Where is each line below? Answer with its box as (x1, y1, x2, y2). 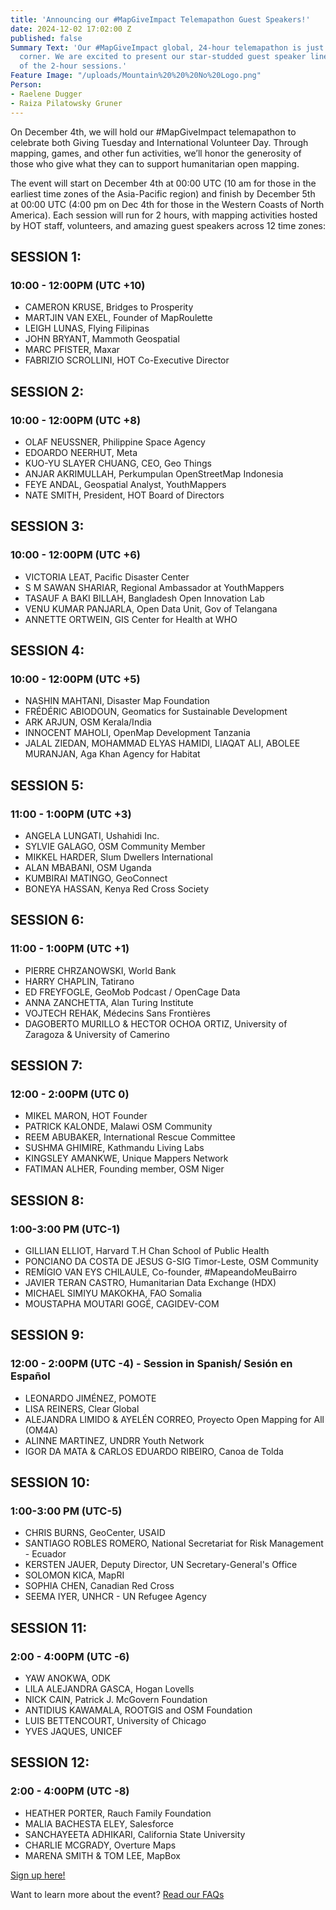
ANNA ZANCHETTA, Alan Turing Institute (24, 996, 194, 1008)
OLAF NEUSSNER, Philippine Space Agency (24, 436, 206, 448)
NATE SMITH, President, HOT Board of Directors (24, 489, 225, 501)
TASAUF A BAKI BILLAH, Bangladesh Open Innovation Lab (24, 592, 265, 604)
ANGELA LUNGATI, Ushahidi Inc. (24, 829, 160, 841)
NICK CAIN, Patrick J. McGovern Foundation (24, 1694, 208, 1706)
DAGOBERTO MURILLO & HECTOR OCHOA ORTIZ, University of (24, 1017, 288, 1030)
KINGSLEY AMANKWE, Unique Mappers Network (24, 1152, 229, 1165)
